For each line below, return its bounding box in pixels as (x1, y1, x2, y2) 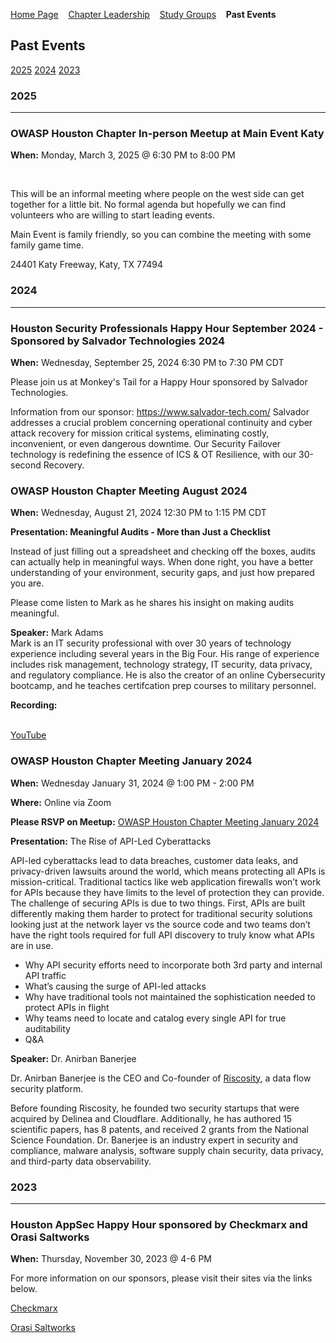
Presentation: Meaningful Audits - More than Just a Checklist (10, 526, 271, 538)
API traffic (24, 969, 67, 981)
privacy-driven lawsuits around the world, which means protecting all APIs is (10, 865, 326, 877)
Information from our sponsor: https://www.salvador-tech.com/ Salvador (10, 406, 310, 418)
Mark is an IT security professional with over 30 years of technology (10, 637, 292, 649)
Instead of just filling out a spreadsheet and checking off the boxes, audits (10, 545, 316, 558)
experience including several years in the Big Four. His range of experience (10, 648, 320, 660)
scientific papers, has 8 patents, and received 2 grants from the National (10, 1123, 309, 1135)
